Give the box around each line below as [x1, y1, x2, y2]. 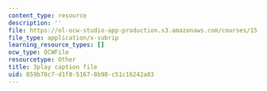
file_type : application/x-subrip [8, 33, 119, 42]
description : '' [8, 19, 62, 27]
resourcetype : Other [8, 56, 77, 64]
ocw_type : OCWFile [8, 48, 69, 56]
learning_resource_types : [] [8, 41, 105, 49]
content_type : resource [8, 11, 87, 20]
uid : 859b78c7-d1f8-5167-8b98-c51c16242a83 [8, 70, 155, 78]
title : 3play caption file [8, 63, 98, 71]
